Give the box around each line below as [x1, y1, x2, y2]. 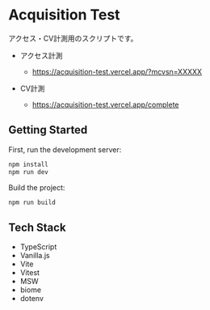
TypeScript [19, 242, 57, 252]
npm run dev [8, 168, 48, 176]
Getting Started [8, 123, 88, 137]
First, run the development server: [8, 144, 122, 155]
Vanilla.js [19, 251, 50, 261]
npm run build [8, 198, 57, 206]
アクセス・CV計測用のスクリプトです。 [8, 33, 138, 43]
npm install [8, 160, 48, 168]
